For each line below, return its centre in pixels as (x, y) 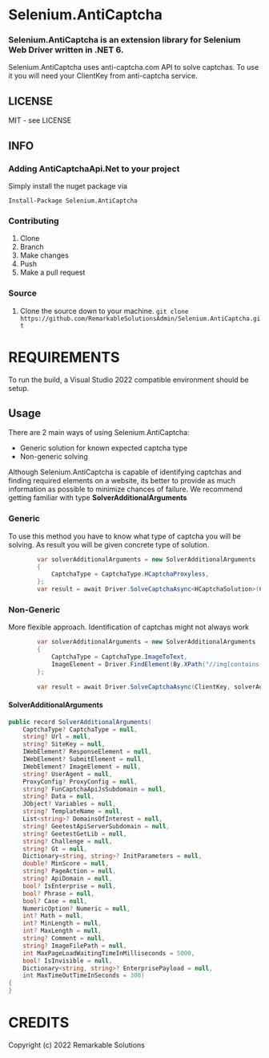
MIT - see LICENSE (40, 120)
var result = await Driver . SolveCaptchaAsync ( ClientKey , (134, 687)
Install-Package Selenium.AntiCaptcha (73, 201)
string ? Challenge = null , (68, 841)
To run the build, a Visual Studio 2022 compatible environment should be (129, 380)
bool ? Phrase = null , (58, 893)
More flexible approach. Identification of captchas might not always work (129, 627)
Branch (32, 247)
